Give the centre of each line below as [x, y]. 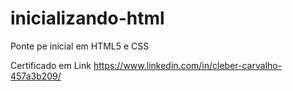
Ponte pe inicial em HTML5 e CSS [80, 46]
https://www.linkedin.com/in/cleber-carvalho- [188, 65]
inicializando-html [87, 18]
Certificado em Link [51, 65]
